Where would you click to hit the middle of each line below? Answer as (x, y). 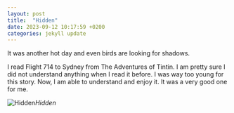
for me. (18, 89)
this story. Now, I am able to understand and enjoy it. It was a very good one (117, 82)
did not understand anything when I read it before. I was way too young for (116, 74)
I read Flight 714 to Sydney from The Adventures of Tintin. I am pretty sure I (117, 67)
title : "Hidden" (33, 20)
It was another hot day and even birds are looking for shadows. (99, 53)
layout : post (26, 14)
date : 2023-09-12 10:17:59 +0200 (56, 27)
